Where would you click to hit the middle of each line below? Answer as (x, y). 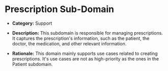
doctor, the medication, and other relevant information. (69, 43)
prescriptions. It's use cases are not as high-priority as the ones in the (86, 58)
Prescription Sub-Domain (60, 9)
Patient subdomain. (32, 64)
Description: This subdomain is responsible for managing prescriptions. (87, 33)
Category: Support (32, 23)
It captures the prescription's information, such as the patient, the (81, 38)
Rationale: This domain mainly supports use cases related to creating (85, 53)
